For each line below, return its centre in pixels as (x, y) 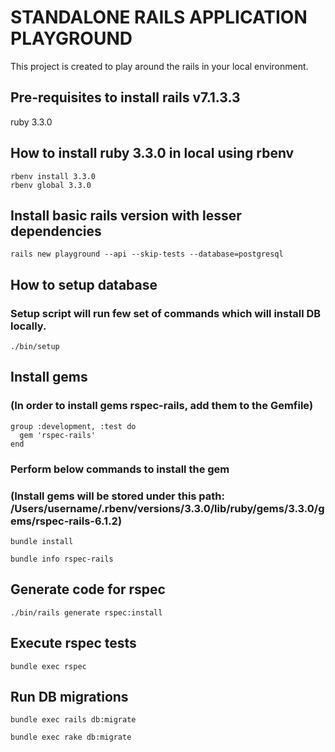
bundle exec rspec (48, 666)
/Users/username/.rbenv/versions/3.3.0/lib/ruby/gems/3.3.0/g (167, 508)
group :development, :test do (73, 426)
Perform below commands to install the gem (120, 469)
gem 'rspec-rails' (58, 435)
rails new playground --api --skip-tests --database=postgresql (147, 254)
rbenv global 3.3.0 (51, 185)
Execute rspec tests (73, 643)
